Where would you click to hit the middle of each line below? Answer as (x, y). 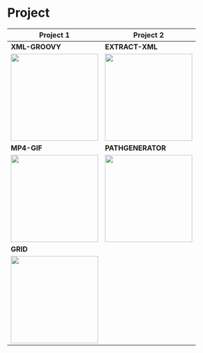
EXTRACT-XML (131, 47)
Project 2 (149, 35)
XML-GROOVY (36, 47)
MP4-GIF (27, 148)
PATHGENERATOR (135, 148)
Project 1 (54, 35)
